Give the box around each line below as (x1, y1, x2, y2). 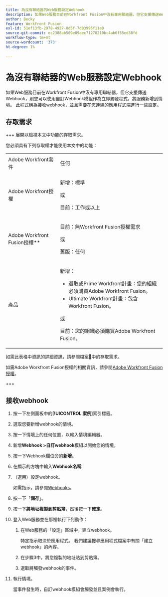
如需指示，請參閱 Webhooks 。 (12, 485, 74, 491)
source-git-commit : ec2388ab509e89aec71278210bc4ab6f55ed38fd (5, 30, 138, 35)
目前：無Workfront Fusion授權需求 (60, 223, 141, 230)
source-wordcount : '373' (5, 40, 57, 45)
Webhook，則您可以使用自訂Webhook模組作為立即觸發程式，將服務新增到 (5, 95, 159, 101)
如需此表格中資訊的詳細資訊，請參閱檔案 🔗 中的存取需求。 (5, 354, 123, 360)
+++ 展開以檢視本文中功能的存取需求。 (5, 132, 86, 138)
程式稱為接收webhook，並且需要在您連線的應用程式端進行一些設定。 (19, 102, 162, 108)
